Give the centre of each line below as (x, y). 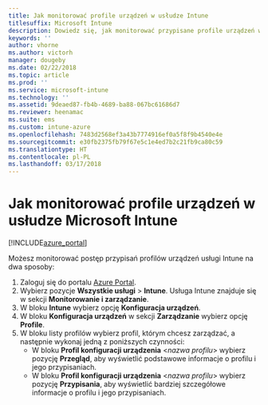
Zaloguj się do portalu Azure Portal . (78, 282)
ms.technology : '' (39, 97)
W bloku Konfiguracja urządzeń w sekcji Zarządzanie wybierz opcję (134, 316)
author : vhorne (33, 46)
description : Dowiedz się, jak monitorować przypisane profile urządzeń (132, 30)
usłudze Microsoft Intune (93, 221)
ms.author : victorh (41, 53)
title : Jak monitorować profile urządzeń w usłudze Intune (108, 16)
